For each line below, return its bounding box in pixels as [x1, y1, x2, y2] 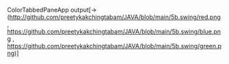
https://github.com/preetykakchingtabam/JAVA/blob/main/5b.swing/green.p [7, 42, 222, 50]
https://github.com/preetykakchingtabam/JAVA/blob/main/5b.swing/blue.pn [7, 27, 221, 35]
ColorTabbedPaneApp [7, 6, 70, 14]
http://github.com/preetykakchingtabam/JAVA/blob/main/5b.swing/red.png [9, 13, 221, 21]
